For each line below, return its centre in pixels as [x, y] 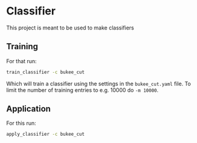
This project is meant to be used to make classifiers [70, 28]
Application [29, 109]
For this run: [21, 123]
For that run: [22, 61]
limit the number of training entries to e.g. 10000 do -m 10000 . [82, 90]
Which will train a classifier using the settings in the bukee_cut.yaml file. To [98, 84]
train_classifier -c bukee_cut [45, 72]
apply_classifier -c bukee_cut [45, 134]
